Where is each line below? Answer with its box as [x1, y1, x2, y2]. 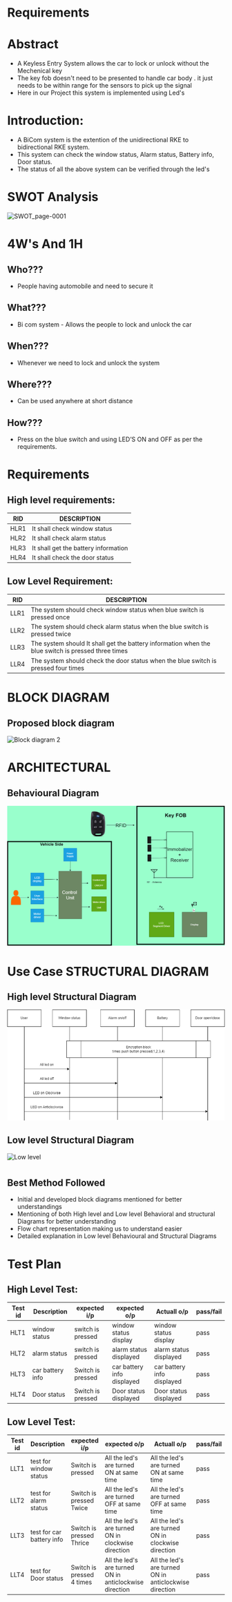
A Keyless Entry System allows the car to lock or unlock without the [17, 59, 209, 68]
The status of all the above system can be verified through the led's [17, 165, 210, 173]
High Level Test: [7, 1283, 78, 1295]
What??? [7, 302, 46, 313]
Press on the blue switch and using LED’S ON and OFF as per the [17, 435, 203, 443]
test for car [30, 1527, 62, 1536]
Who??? [7, 264, 43, 276]
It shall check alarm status [32, 534, 106, 543]
